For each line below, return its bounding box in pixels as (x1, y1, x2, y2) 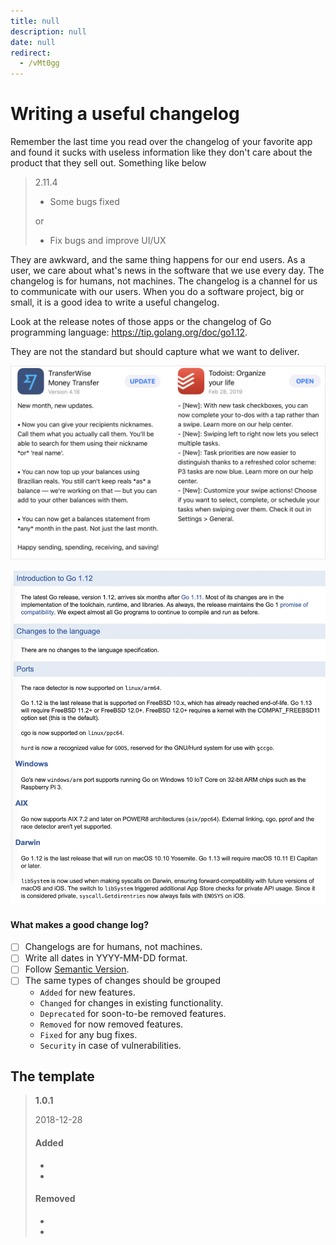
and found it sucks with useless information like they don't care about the (10, 146, 313, 159)
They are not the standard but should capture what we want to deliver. (10, 346, 300, 358)
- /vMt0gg (19, 58, 60, 69)
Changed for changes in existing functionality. (39, 996, 224, 1009)
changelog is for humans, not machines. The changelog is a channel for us (10, 275, 318, 287)
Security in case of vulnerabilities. (39, 1039, 182, 1051)
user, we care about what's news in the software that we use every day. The (10, 265, 325, 277)
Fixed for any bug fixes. (39, 1028, 138, 1040)
